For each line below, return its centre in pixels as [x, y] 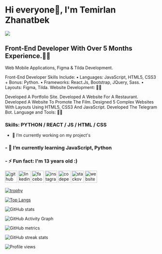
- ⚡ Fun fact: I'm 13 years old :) [41, 161]
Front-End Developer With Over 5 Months [69, 49]
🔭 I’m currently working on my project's [51, 135]
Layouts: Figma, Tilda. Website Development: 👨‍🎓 [53, 87]
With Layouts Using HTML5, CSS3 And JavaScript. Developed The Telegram [81, 107]
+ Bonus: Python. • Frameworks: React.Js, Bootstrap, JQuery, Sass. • [74, 82]
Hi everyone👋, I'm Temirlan [60, 10]
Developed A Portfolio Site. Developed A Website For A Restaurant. [72, 97]
